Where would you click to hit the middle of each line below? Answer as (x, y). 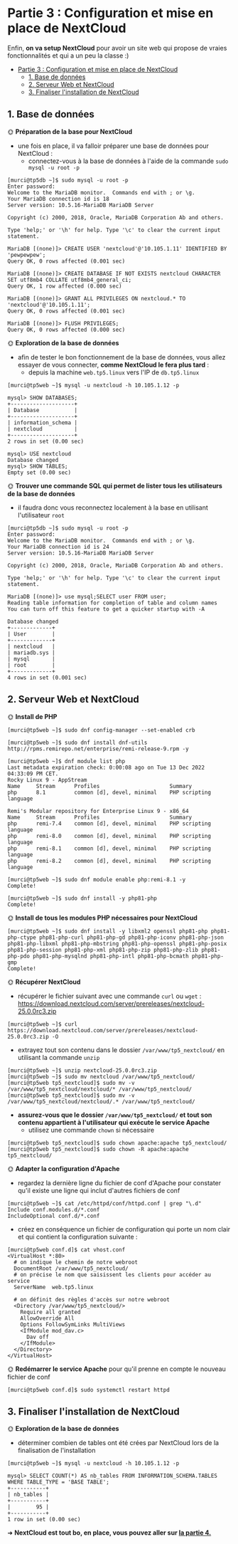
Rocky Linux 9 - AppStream (47, 780)
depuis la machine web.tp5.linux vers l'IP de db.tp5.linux (114, 372)
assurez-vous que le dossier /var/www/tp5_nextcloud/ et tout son (115, 1115)
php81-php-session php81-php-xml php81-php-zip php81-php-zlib (103, 950)
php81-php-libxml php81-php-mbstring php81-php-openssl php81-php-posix (117, 944)
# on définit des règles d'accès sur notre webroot (92, 1299)
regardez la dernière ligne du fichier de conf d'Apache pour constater (119, 1182)
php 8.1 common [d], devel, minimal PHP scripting (109, 792)
